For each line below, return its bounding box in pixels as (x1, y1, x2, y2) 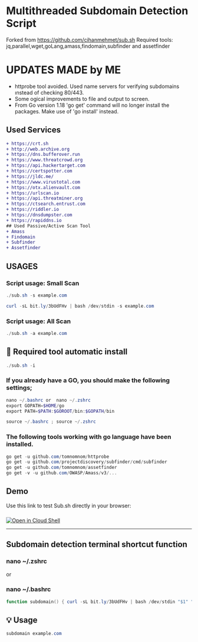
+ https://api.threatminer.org (6, 195, 83, 201)
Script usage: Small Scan (6, 279, 80, 287)
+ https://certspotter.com (6, 168, 72, 174)
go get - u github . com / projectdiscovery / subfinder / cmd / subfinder (6, 459, 167, 465)
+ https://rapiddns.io (6, 217, 62, 223)
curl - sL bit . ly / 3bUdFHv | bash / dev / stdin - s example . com (6, 303, 154, 309)
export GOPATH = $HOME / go (6, 403, 65, 409)
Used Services (6, 125, 61, 135)
